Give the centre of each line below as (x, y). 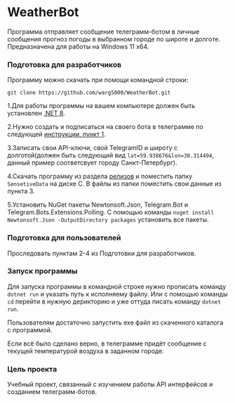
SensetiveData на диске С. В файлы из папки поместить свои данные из (115, 184)
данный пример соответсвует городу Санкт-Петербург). (92, 163)
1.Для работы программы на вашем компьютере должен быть (101, 106)
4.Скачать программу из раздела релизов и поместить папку (100, 177)
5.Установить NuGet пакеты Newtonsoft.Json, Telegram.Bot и (98, 205)
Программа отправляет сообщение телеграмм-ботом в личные (103, 32)
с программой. (30, 329)
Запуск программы (43, 271)
